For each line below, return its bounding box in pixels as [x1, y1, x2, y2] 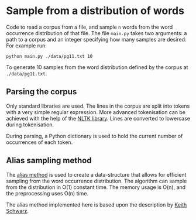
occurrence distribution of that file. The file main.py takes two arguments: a [6, 29, 187, 36]
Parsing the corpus [6, 87, 77, 97]
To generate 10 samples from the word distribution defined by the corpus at [6, 63, 188, 71]
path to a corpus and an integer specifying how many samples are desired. [6, 36, 187, 43]
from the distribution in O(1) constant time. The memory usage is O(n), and [6, 183, 186, 191]
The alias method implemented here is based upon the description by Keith [6, 201, 187, 208]
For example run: [6, 42, 47, 49]
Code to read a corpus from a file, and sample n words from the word [6, 23, 173, 30]
